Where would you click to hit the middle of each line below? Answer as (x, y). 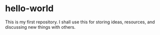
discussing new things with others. (40, 27)
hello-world (30, 9)
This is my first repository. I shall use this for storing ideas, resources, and (80, 22)
